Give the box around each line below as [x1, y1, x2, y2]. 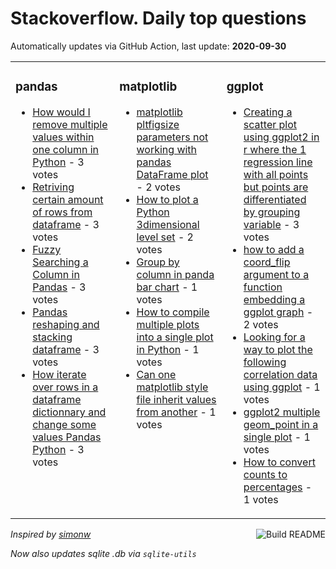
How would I [32, 105, 91, 119]
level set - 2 [136, 230, 194, 244]
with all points [243, 167, 309, 181]
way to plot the [243, 342, 313, 356]
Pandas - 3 [32, 280, 87, 294]
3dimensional [136, 217, 200, 231]
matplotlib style [136, 380, 209, 394]
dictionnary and [32, 405, 107, 419]
